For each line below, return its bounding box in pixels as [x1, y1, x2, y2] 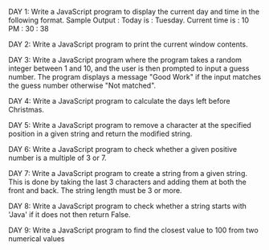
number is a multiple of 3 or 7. [8, 153, 107, 162]
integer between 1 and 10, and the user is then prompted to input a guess [8, 64, 250, 73]
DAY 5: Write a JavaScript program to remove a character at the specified [8, 121, 251, 129]
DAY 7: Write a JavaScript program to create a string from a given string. [8, 169, 247, 178]
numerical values [8, 234, 65, 244]
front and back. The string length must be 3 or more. [8, 186, 182, 195]
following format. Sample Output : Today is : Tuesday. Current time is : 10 [8, 15, 250, 25]
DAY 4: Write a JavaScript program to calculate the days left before [8, 96, 230, 105]
